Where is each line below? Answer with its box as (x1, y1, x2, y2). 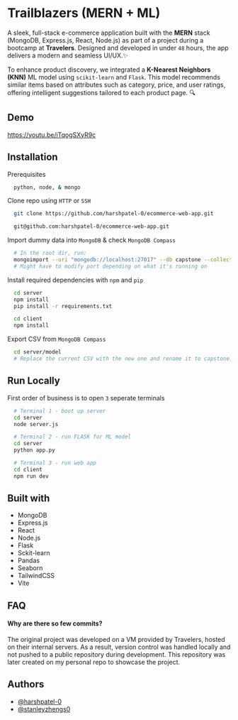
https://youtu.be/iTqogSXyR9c (7, 130, 96, 139)
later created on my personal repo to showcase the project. (7, 658, 181, 667)
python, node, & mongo (13, 183, 81, 191)
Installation (7, 151, 58, 163)
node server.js (13, 420, 59, 427)
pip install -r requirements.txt (13, 302, 113, 310)
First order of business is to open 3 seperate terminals (7, 393, 165, 402)
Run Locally (7, 375, 60, 387)
